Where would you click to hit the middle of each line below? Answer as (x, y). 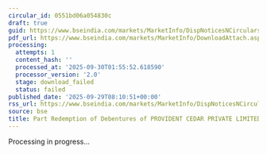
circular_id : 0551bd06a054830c (60, 15)
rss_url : (23, 104)
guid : (17, 30)
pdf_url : (23, 38)
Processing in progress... (49, 141)
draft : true (28, 23)
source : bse (28, 112)
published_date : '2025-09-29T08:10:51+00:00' (85, 97)
